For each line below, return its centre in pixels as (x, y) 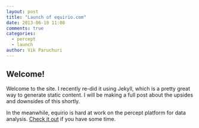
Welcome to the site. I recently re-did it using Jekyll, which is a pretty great (98, 88)
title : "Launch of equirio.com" (46, 17)
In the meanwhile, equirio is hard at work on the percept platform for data (96, 113)
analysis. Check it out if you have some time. (61, 119)
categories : (21, 34)
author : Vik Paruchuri (34, 50)
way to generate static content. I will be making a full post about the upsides (100, 95)
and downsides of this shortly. (43, 101)
